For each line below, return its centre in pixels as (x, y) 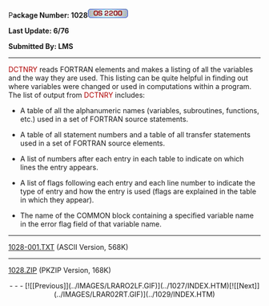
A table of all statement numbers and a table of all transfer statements (135, 135)
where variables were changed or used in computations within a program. (130, 86)
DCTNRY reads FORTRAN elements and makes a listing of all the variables (131, 69)
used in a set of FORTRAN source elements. (92, 143)
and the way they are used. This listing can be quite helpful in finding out (128, 78)
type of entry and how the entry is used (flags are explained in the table (138, 191)
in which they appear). (57, 200)
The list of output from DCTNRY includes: (77, 95)
